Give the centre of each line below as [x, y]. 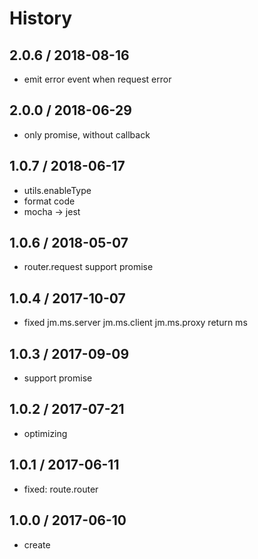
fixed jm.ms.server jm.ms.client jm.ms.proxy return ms [135, 323]
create [37, 544]
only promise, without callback [87, 134]
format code [49, 201]
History [41, 18]
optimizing [45, 433]
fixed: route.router [61, 489]
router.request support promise [88, 267]
